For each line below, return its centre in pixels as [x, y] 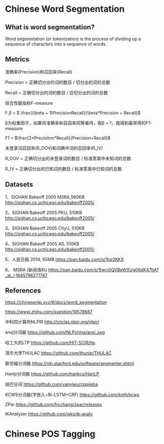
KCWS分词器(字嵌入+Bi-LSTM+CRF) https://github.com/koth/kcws [72, 395]
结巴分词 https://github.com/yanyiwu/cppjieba [51, 384]
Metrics [17, 59]
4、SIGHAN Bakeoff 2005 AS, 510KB [42, 244]
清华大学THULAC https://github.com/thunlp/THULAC [58, 353]
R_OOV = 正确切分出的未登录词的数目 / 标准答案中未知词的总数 [68, 158]
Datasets [19, 185]
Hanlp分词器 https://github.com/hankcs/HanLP [52, 374]
